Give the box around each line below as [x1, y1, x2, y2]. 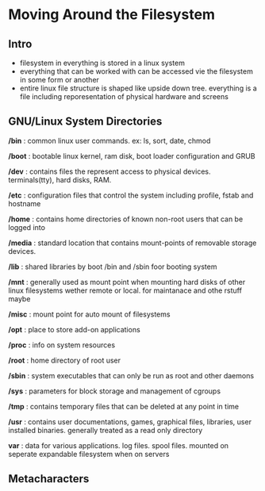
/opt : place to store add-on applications [8, 324, 140, 334]
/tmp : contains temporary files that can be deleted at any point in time [8, 401, 240, 411]
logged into [8, 222, 46, 232]
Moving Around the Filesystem [8, 6, 216, 24]
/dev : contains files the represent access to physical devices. [8, 167, 211, 176]
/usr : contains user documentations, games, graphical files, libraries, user [8, 416, 252, 426]
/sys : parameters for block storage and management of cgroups [8, 386, 221, 396]
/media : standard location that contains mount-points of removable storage [8, 238, 257, 247]
